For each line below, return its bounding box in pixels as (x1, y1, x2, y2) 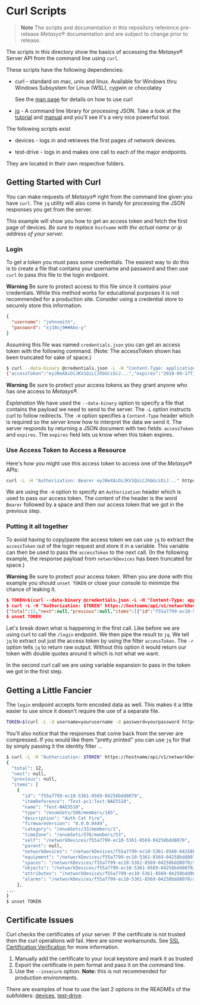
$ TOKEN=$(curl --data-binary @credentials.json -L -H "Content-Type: (6, 597, 185, 603)
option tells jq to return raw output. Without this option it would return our (6, 644, 186, 651)
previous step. (6, 507, 42, 514)
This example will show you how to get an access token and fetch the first (6, 217, 187, 225)
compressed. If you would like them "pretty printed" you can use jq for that (6, 736, 191, 743)
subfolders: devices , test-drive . (6, 992, 83, 999)
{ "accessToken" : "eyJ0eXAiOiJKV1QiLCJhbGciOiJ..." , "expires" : (6, 370, 161, 377)
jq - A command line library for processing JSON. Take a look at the (14, 107, 181, 114)
